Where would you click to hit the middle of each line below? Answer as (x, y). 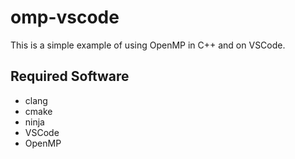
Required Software (70, 76)
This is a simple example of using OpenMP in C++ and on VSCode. (148, 45)
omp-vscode (65, 17)
